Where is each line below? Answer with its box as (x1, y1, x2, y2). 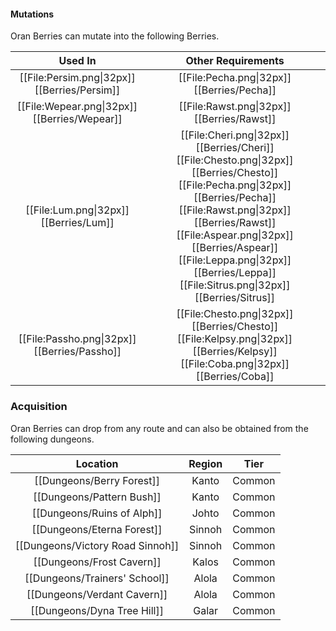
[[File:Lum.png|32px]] (25, 203, 130, 217)
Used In (58, 54, 97, 68)
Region (188, 456, 223, 470)
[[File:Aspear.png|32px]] (176, 228, 294, 242)
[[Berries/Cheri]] (195, 141, 275, 155)
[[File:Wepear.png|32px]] (17, 100, 138, 114)
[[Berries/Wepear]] (32, 112, 123, 126)
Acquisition (10, 400, 68, 414)
